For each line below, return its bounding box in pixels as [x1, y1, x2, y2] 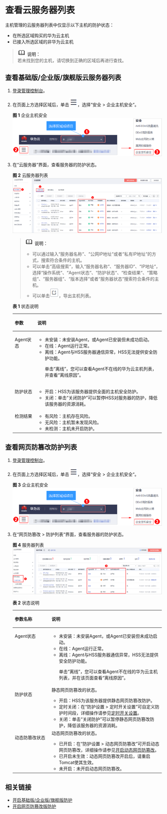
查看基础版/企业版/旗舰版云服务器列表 [5, 73, 122, 82]
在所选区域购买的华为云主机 [12, 32, 70, 38]
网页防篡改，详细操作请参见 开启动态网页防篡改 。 [59, 747, 160, 753]
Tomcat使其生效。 [59, 760, 96, 766]
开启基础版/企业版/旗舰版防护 [12, 797, 73, 803]
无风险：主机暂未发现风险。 [44, 419, 102, 426]
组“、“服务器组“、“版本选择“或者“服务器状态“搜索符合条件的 [32, 276, 155, 282]
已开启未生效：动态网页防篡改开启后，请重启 [59, 753, 151, 759]
